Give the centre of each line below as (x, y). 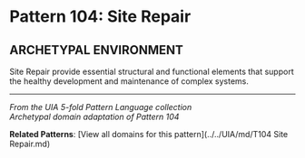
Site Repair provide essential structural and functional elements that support (152, 71)
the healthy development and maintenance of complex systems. (129, 81)
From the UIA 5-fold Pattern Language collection (101, 107)
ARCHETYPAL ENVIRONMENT (97, 50)
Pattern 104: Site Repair (100, 17)
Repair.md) (30, 144)
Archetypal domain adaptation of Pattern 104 (94, 116)
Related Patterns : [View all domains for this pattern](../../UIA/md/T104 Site (149, 134)
